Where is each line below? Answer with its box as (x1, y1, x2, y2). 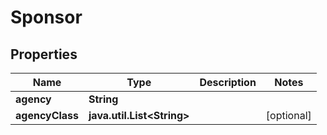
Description (199, 76, 257, 89)
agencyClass (15, 109, 80, 122)
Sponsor (10, 6, 83, 29)
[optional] (265, 109, 312, 122)
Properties (10, 46, 78, 63)
